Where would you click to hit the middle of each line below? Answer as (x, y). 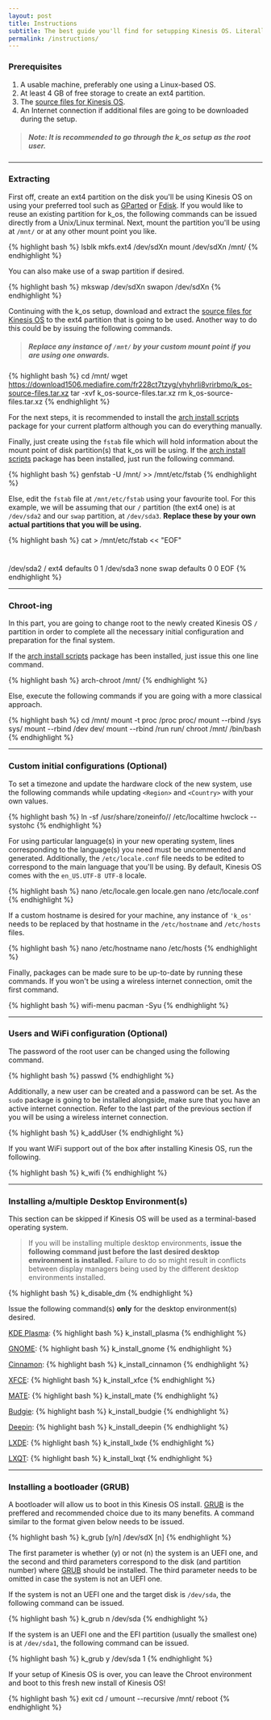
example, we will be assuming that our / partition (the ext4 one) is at (122, 507)
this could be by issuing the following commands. (91, 328)
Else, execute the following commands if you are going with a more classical (135, 696)
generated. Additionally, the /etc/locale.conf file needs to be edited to (126, 858)
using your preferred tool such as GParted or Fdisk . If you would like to (126, 205)
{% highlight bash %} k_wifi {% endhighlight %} (88, 1172)
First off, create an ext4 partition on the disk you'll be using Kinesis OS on (130, 197)
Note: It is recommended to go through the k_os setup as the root (140, 138)
